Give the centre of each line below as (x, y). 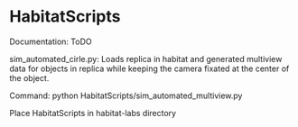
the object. (29, 77)
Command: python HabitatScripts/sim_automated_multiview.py (126, 95)
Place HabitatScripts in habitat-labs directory (93, 113)
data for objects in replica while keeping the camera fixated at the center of (149, 68)
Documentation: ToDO (51, 41)
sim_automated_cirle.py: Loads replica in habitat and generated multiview (146, 59)
